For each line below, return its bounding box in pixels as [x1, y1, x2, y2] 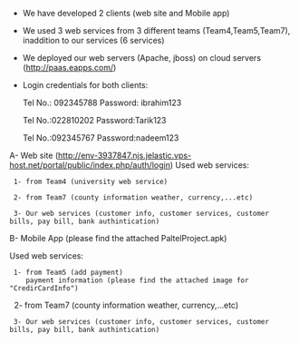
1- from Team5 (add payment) [13, 268, 124, 277]
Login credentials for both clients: [22, 80, 149, 90]
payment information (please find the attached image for [25, 276, 249, 285]
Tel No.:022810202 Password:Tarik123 [22, 115, 167, 125]
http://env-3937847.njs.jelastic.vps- [57, 150, 192, 161]
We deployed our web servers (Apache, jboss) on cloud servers [22, 53, 261, 63]
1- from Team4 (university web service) [13, 177, 169, 186]
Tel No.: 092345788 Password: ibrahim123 [22, 97, 182, 108]
